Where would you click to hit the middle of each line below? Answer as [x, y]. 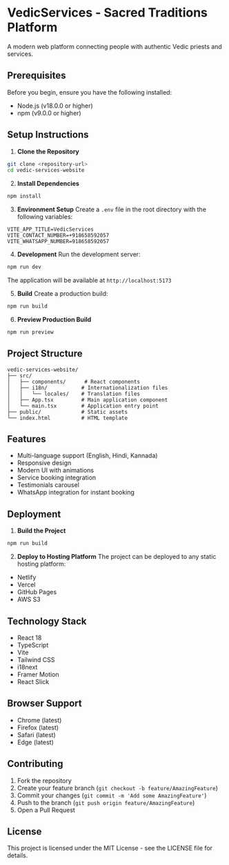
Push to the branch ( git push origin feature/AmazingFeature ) [106, 802]
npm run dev [24, 267]
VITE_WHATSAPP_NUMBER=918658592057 [58, 242]
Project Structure [45, 354]
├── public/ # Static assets [68, 412]
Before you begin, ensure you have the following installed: [90, 92]
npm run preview [30, 332]
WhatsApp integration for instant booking [76, 493]
